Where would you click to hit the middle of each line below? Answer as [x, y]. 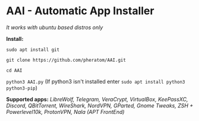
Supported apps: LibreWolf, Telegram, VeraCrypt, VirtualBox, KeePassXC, [97, 99]
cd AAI [14, 70]
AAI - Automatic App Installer [80, 11]
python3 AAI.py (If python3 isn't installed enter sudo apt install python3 [96, 81]
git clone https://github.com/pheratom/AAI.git [66, 60]
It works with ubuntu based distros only [55, 27]
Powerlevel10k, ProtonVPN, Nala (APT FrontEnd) [65, 112]
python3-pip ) [22, 88]
